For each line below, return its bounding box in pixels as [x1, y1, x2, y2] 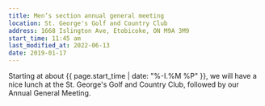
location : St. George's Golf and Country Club [8, 19, 168, 27]
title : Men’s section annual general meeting [8, 11, 164, 20]
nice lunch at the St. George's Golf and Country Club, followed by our [8, 79, 240, 89]
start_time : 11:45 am [8, 34, 82, 43]
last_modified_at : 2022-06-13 [8, 42, 111, 50]
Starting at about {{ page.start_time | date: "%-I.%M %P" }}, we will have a [8, 71, 257, 80]
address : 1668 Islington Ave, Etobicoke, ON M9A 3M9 [8, 26, 190, 35]
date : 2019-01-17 [8, 49, 67, 57]
